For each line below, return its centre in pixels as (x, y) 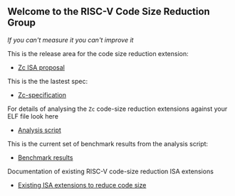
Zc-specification (42, 94)
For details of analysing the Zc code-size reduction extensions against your (117, 109)
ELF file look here (33, 116)
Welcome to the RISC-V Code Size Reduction (109, 12)
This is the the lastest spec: (47, 81)
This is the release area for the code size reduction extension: (98, 53)
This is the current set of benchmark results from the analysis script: (108, 143)
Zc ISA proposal (41, 67)
